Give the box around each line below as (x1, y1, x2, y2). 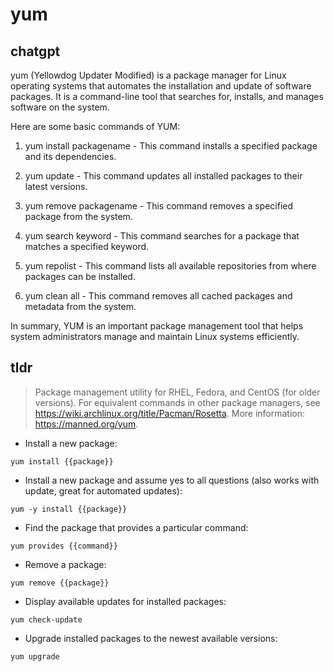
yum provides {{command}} (10, 541, 118, 551)
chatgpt (10, 43, 61, 60)
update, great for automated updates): (24, 484, 183, 497)
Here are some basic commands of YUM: (10, 121, 181, 132)
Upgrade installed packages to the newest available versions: (24, 632, 278, 644)
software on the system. (10, 101, 110, 113)
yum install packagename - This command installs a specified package (24, 140, 318, 152)
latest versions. (24, 181, 88, 192)
